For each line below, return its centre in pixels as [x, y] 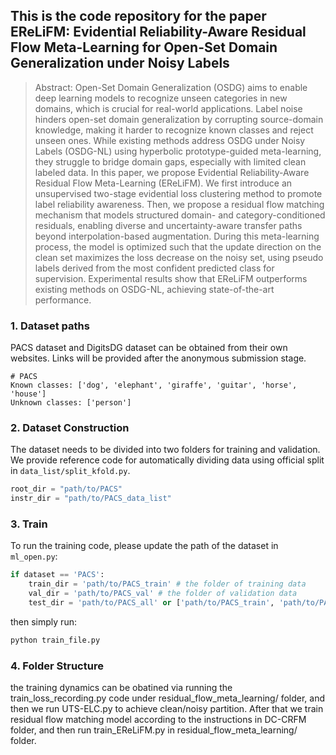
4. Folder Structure [57, 666]
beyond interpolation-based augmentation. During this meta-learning [177, 236]
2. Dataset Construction [70, 428]
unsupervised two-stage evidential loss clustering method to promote [178, 193]
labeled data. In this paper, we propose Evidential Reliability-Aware [172, 172]
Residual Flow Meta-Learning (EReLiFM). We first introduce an [163, 183]
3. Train [29, 524]
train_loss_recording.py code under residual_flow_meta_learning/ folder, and [167, 698]
